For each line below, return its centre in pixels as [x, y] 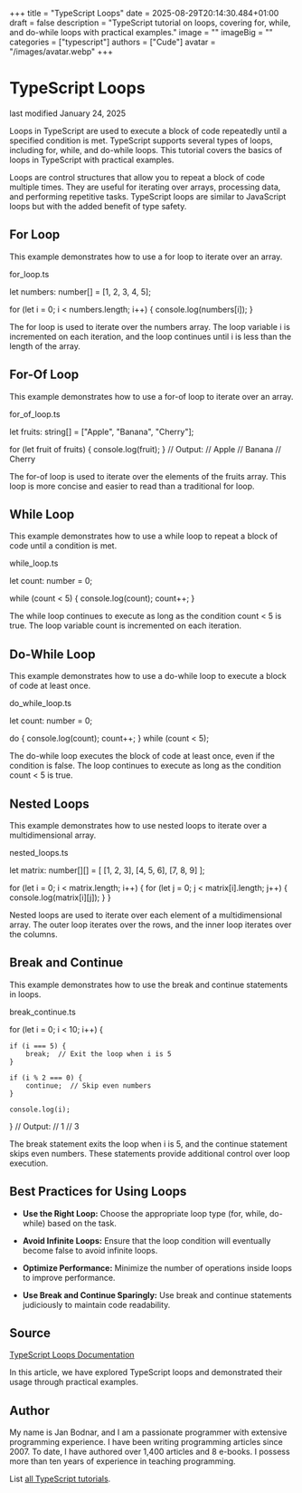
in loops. [25, 994]
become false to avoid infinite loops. [90, 1250]
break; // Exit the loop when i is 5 [99, 1054]
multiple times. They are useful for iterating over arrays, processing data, [145, 187]
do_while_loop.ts [41, 703]
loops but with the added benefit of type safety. [98, 206]
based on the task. [82, 1223]
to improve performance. [69, 1277]
